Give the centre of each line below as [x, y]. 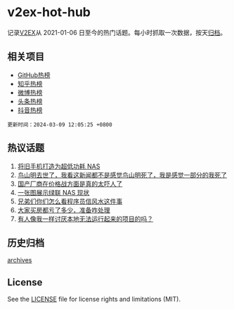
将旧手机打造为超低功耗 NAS [59, 166]
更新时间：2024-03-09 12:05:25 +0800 [60, 124]
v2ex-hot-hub [49, 12]
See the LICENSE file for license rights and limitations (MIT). [94, 299]
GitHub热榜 [34, 75]
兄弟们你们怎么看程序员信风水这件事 [70, 201]
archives [20, 260]
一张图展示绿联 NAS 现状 [53, 192]
